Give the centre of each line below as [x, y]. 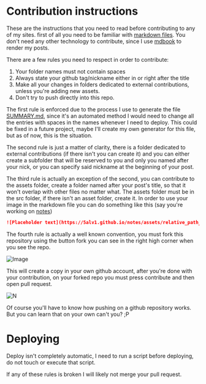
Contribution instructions [72, 11]
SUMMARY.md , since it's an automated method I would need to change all [100, 116]
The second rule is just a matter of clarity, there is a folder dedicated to [96, 147]
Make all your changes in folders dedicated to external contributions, [102, 85]
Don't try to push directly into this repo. [65, 97]
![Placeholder [25, 222]
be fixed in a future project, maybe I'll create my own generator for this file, [101, 129]
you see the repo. [29, 247]
